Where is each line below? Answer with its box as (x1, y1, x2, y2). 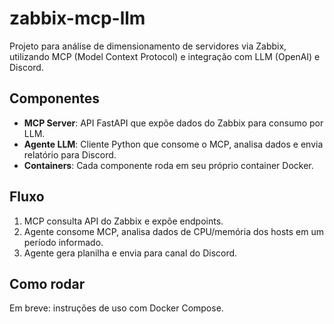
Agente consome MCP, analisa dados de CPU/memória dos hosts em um (23, 225, 324, 237)
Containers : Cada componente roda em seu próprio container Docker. (23, 159, 314, 171)
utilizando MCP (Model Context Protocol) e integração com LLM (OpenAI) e (9, 50, 321, 62)
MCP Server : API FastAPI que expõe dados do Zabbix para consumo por (23, 117, 324, 129)
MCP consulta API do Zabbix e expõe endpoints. (23, 215, 224, 227)
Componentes (9, 90, 101, 107)
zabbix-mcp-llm (9, 7, 146, 30)
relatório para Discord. (23, 148, 117, 161)
